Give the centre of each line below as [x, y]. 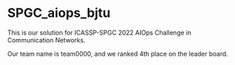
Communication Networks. [47, 40]
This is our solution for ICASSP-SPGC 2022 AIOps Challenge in [99, 32]
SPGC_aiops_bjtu [59, 13]
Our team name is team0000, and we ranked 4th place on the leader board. [118, 54]
